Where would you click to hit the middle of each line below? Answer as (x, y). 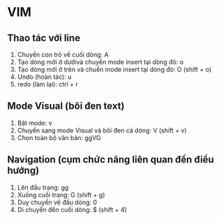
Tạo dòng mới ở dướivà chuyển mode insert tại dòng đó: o (100, 62)
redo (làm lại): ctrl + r (48, 84)
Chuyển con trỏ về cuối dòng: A (63, 54)
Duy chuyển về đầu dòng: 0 (57, 202)
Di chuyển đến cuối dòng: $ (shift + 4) (72, 209)
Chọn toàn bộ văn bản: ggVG (59, 137)
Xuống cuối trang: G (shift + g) (61, 195)
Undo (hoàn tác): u (44, 77)
